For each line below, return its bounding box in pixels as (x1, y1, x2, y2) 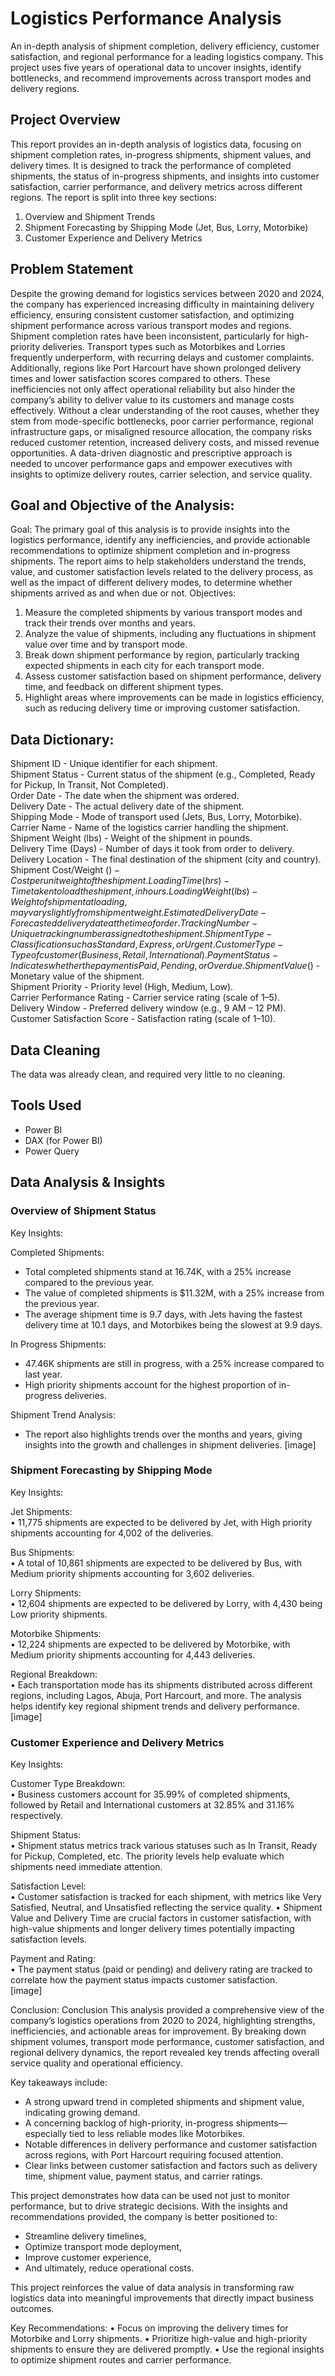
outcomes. (10, 2303, 55, 2315)
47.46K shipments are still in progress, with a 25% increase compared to (24, 1357, 325, 1369)
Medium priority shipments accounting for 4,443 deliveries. (10, 1648, 256, 1661)
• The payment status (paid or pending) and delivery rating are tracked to (10, 1963, 313, 1976)
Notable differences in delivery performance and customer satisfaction (24, 2138, 318, 2151)
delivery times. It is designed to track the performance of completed (10, 159, 292, 171)
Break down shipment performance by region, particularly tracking (24, 649, 300, 661)
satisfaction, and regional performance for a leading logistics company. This (10, 50, 324, 62)
